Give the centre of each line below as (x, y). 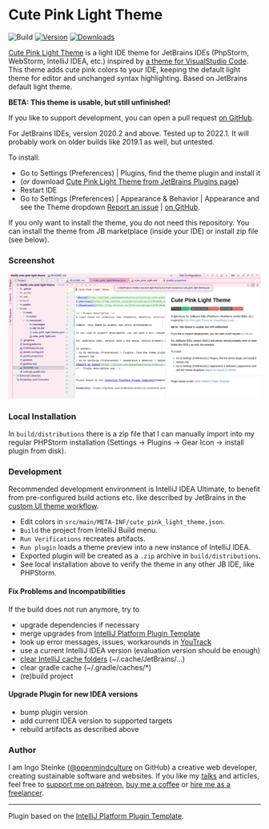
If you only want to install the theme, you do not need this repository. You (129, 222)
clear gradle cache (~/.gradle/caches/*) (86, 667)
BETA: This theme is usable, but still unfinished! (89, 102)
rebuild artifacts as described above (79, 729)
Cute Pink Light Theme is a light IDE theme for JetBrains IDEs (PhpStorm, (129, 52)
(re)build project (46, 676)
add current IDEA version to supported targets (96, 721)
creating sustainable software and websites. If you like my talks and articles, (134, 776)
